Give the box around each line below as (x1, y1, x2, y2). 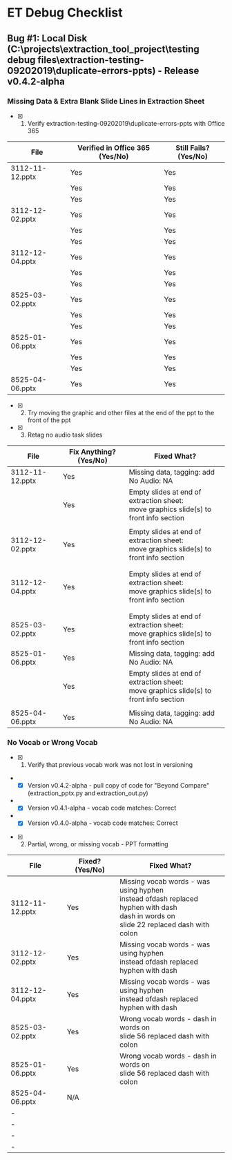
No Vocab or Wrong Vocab (7, 737, 98, 747)
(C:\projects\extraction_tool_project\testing (7, 43, 200, 55)
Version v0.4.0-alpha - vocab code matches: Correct (27, 819, 178, 827)
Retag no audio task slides (27, 430, 103, 439)
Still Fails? (175, 143, 210, 153)
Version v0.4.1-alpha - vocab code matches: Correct (27, 804, 177, 812)
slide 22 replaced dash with (119, 920, 210, 930)
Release (164, 64, 200, 77)
